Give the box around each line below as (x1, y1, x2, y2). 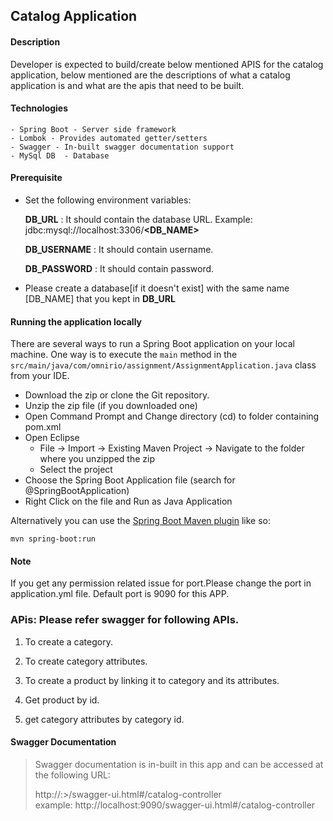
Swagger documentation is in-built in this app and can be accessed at (34, 758, 324, 770)
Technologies (10, 102, 69, 114)
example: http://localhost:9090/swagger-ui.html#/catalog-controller (34, 799, 316, 811)
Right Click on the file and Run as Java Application (24, 495, 233, 508)
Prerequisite (10, 172, 63, 184)
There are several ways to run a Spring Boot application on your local (10, 338, 295, 350)
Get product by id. (24, 694, 100, 706)
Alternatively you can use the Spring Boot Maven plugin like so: (10, 515, 272, 527)
